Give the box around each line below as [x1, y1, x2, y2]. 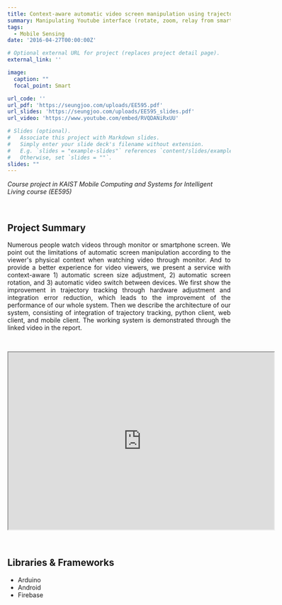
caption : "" [13, 75, 50, 82]
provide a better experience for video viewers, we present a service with [7, 263, 231, 272]
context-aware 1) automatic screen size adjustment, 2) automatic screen [7, 271, 231, 279]
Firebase [17, 590, 44, 599]
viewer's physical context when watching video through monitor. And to [7, 256, 231, 265]
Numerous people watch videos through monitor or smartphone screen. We [7, 240, 231, 249]
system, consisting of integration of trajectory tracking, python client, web [7, 309, 231, 317]
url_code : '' [7, 95, 46, 102]
